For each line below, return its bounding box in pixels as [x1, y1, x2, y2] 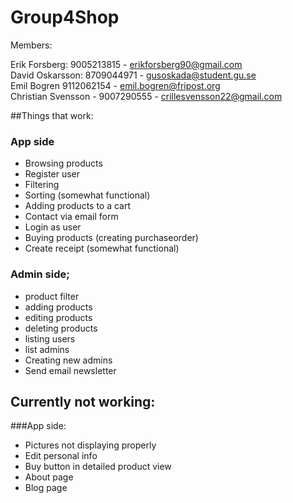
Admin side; [10, 267, 70, 281]
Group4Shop [10, 6, 120, 29]
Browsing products [24, 157, 103, 170]
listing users [24, 332, 76, 345]
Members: [10, 39, 53, 51]
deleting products [24, 322, 98, 334]
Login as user [24, 221, 82, 233]
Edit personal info [24, 450, 98, 462]
